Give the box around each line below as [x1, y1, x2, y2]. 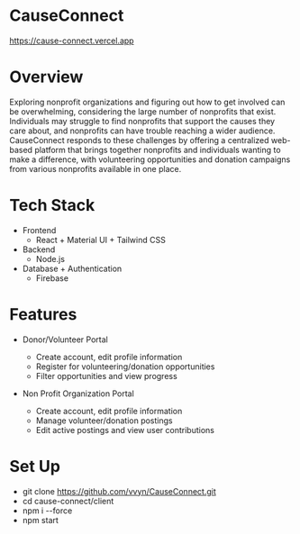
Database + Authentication [22, 263, 123, 274]
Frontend [22, 224, 57, 235]
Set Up [9, 456, 61, 476]
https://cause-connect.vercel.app [9, 35, 134, 46]
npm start [22, 514, 59, 525]
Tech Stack [9, 195, 95, 216]
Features [9, 304, 77, 324]
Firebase [35, 272, 69, 284]
